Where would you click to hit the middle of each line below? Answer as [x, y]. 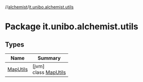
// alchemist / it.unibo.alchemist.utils [39, 7]
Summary [49, 58]
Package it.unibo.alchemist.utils [72, 27]
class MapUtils [49, 72]
